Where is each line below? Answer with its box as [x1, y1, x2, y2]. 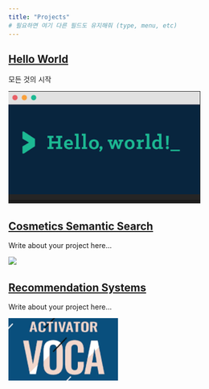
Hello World [8, 52, 68, 66]
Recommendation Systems [8, 280, 147, 294]
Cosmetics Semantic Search [8, 219, 154, 233]
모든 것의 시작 [8, 75, 52, 85]
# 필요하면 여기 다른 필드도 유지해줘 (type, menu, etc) [8, 21, 178, 30]
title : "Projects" [8, 13, 70, 21]
